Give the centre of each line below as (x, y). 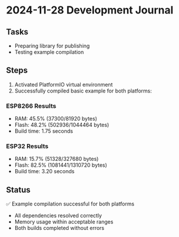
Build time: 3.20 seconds (44, 171)
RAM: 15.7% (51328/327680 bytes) (56, 159)
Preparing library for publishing (52, 46)
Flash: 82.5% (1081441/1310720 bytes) (61, 165)
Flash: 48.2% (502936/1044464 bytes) (62, 125)
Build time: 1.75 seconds (44, 131)
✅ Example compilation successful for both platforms (70, 204)
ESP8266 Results (31, 106)
